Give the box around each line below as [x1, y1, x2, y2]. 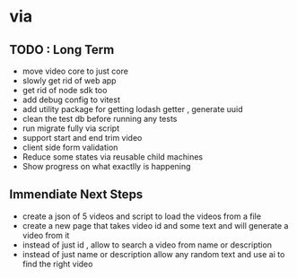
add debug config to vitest [22, 94, 121, 105]
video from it [22, 230, 70, 240]
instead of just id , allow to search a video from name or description [22, 239, 272, 250]
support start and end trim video [22, 133, 143, 143]
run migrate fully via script [22, 123, 119, 134]
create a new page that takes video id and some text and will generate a [22, 220, 289, 230]
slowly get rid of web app [22, 75, 117, 86]
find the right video [22, 258, 93, 269]
